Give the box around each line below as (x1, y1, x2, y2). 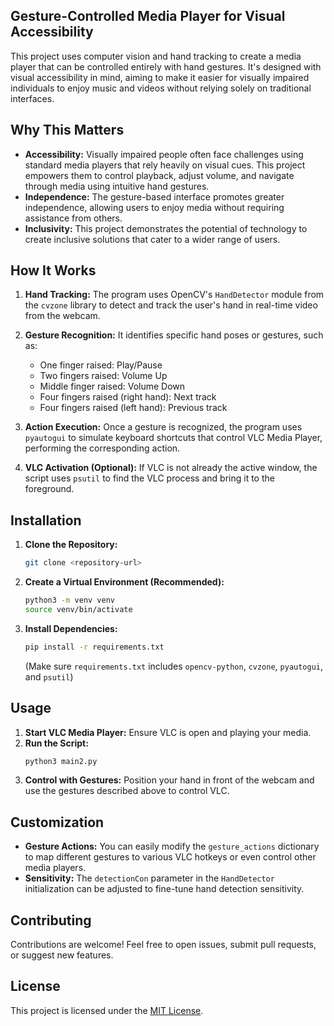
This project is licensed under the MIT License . (10, 1004, 204, 1016)
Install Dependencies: (24, 622, 118, 634)
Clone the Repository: (24, 539, 118, 551)
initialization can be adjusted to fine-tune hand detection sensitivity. (24, 883, 305, 895)
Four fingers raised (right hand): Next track (39, 391, 217, 403)
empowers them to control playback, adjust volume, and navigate (24, 169, 295, 181)
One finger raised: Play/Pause (39, 359, 163, 371)
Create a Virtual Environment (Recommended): (24, 576, 225, 588)
